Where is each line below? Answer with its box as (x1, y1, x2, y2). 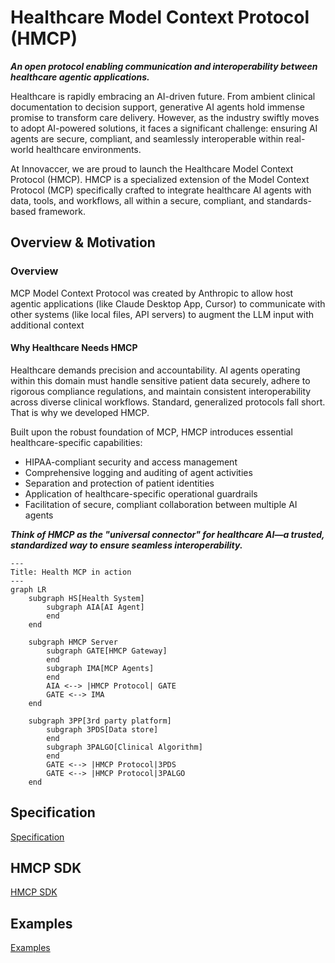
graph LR (10, 584, 47, 595)
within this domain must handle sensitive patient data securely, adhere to (10, 374, 311, 386)
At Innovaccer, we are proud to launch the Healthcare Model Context (10, 162, 294, 175)
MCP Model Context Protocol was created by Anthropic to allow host (10, 287, 294, 299)
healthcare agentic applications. (10, 71, 150, 83)
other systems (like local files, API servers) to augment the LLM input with (10, 308, 315, 320)
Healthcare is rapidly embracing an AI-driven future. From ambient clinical (10, 90, 316, 102)
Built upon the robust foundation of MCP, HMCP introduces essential (10, 426, 293, 438)
